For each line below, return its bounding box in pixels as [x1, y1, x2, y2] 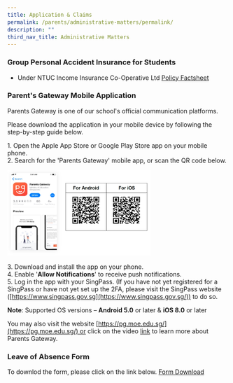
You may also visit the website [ [7, 319, 99, 328]
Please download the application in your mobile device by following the [7, 120, 212, 129]
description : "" [7, 26, 55, 33]
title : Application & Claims [7, 11, 92, 18]
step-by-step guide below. [7, 127, 84, 136]
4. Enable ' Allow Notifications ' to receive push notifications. [7, 270, 182, 278]
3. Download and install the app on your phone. [7, 263, 144, 271]
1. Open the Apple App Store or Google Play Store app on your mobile [7, 141, 208, 150]
